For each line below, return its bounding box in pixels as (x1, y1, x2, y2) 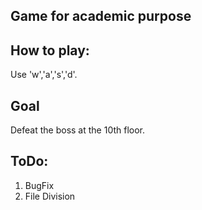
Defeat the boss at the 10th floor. (10, 124, 146, 136)
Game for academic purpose (10, 8, 192, 25)
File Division (24, 190, 76, 202)
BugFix (24, 179, 55, 191)
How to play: (10, 42, 90, 59)
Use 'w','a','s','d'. (10, 69, 78, 81)
